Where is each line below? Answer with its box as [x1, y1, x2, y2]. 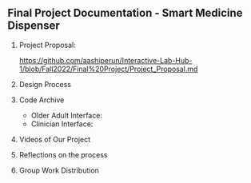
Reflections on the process [18, 149, 108, 159]
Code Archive [18, 95, 65, 105]
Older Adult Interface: [30, 110, 103, 120]
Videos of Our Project [18, 134, 91, 144]
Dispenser [7, 19, 61, 33]
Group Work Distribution [18, 165, 99, 175]
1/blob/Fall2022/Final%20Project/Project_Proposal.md [18, 64, 198, 74]
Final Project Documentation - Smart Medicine [7, 6, 243, 20]
